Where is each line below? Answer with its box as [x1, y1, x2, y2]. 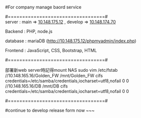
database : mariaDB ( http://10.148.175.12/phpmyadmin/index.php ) [5, 38, 137, 44]
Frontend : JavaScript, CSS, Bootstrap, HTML [5, 48, 97, 53]
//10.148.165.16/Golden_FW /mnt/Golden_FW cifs [5, 73, 103, 78]
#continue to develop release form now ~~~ [5, 108, 95, 113]
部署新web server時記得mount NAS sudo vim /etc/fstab [5, 67, 118, 73]
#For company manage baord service [5, 4, 82, 10]
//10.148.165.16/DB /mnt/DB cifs [5, 83, 68, 89]
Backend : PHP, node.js [5, 29, 53, 34]
